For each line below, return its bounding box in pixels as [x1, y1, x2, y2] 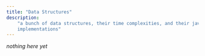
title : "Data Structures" [6, 9, 72, 15]
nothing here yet [6, 43, 48, 50]
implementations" [17, 26, 62, 32]
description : [6, 15, 40, 21]
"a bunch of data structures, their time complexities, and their [17, 20, 190, 26]
